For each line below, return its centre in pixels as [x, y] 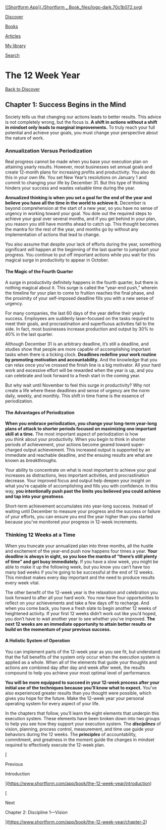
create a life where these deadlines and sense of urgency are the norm [78, 391]
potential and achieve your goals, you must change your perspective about [82, 132]
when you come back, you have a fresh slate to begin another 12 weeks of [81, 608]
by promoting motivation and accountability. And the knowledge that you [81, 360]
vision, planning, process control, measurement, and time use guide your [80, 729]
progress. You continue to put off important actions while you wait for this [80, 255]
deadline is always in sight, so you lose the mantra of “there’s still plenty [81, 556]
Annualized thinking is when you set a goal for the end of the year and [79, 198]
